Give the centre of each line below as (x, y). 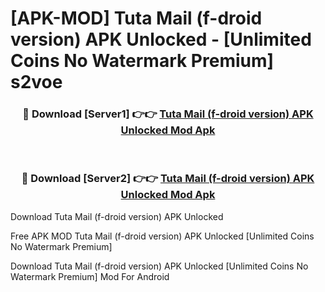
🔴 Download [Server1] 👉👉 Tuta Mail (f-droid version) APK (168, 114)
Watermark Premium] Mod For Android (90, 276)
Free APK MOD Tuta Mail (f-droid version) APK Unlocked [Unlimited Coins (162, 236)
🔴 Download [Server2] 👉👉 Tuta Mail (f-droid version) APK (168, 179)
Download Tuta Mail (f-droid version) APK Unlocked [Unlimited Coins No (159, 266)
